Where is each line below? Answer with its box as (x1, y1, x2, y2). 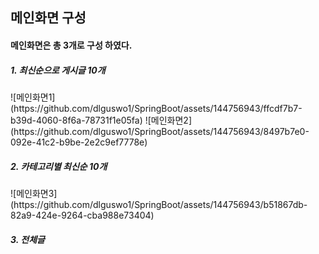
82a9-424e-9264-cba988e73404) (10, 209, 155, 221)
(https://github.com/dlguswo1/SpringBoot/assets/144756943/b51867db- (10, 198, 308, 210)
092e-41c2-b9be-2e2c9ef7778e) (10, 136, 148, 148)
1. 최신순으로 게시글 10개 (10, 64, 106, 76)
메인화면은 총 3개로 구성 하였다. (10, 39, 133, 51)
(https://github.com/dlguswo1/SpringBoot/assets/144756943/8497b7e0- (10, 125, 310, 137)
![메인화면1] (10, 91, 56, 103)
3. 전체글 (10, 233, 45, 245)
